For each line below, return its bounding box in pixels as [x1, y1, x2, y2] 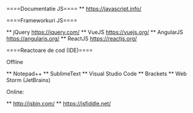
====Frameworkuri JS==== [6, 17, 78, 24]
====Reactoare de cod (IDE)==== [6, 47, 93, 54]
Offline [6, 59, 23, 65]
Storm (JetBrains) [6, 77, 51, 83]
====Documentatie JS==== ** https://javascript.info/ [6, 5, 142, 12]
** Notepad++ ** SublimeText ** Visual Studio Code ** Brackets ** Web [6, 70, 187, 77]
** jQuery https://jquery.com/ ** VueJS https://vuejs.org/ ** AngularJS [6, 28, 184, 36]
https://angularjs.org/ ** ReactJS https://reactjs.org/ [6, 35, 137, 42]
